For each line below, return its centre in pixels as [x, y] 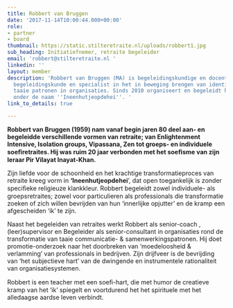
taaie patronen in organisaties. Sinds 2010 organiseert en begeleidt [118, 91]
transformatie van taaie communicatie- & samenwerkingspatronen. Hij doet [114, 239]
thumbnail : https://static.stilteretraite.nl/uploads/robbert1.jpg [107, 46]
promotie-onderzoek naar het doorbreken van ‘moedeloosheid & [100, 246]
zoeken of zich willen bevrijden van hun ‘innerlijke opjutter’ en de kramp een [116, 203]
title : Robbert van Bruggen [48, 13]
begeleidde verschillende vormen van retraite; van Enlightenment [104, 136]
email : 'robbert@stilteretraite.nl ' [62, 59]
